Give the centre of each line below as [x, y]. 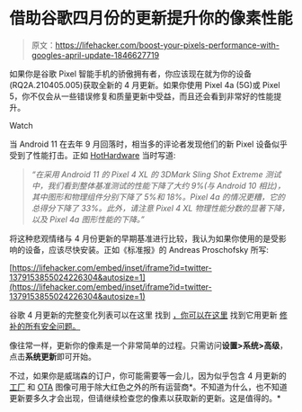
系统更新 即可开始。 [61, 356]
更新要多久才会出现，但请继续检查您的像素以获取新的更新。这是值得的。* [145, 398]
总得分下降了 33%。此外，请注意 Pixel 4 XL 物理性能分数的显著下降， [160, 208]
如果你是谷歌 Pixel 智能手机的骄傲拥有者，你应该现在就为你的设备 [131, 74]
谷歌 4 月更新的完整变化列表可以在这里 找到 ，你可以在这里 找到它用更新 [143, 315]
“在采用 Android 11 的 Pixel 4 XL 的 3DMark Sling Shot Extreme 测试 [156, 174]
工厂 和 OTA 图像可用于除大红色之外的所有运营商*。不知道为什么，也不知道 [148, 387]
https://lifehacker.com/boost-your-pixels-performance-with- [168, 45]
